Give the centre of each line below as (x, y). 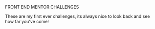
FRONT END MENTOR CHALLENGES (42, 7)
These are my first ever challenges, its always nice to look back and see (77, 16)
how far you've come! (27, 22)
